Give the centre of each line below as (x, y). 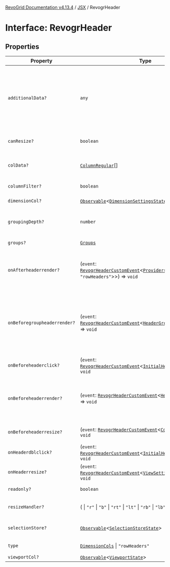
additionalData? (27, 98)
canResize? (21, 141)
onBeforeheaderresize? (35, 432)
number (88, 222)
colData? (18, 165)
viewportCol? (24, 557)
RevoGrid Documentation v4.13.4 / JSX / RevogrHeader (63, 7)
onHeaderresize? (27, 472)
